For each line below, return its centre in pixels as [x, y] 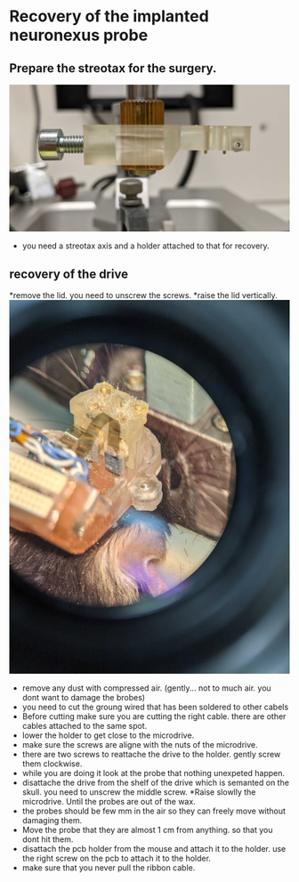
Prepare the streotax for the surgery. [113, 68]
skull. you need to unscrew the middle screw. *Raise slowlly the [139, 792]
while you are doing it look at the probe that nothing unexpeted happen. [154, 773]
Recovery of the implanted [109, 16]
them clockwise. [52, 764]
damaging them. [52, 821]
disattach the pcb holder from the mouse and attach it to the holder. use [154, 849]
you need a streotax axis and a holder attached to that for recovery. [145, 246]
